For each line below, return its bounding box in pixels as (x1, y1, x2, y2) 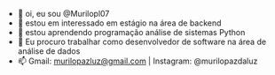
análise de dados (17, 46, 81, 56)
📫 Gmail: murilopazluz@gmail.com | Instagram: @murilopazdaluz (17, 56, 258, 66)
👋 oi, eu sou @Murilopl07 (17, 9, 110, 19)
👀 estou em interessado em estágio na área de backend (17, 18, 222, 28)
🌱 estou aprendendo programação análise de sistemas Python (17, 27, 246, 37)
